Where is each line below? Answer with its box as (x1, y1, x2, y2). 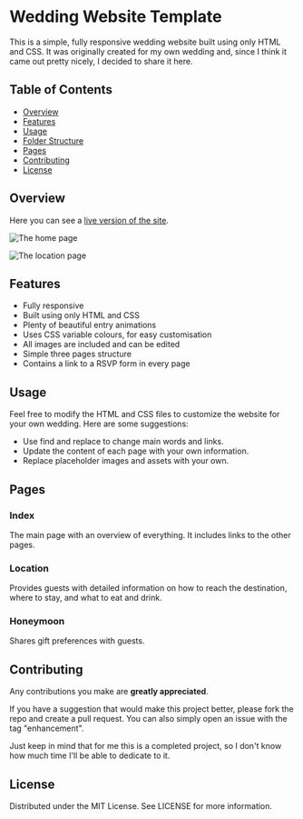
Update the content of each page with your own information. (22, 445, 249, 456)
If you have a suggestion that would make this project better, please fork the (9, 704, 294, 714)
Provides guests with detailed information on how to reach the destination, (9, 583, 288, 594)
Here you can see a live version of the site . (9, 215, 170, 225)
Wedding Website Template (9, 6, 222, 27)
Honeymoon (9, 615, 65, 628)
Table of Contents (9, 82, 113, 97)
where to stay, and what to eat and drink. (9, 593, 162, 604)
